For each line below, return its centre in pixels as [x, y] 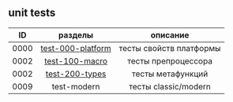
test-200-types [76, 74]
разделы [75, 35]
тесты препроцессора [170, 60]
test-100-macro [76, 60]
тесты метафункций [170, 74]
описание [170, 35]
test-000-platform [76, 48]
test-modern [76, 86]
